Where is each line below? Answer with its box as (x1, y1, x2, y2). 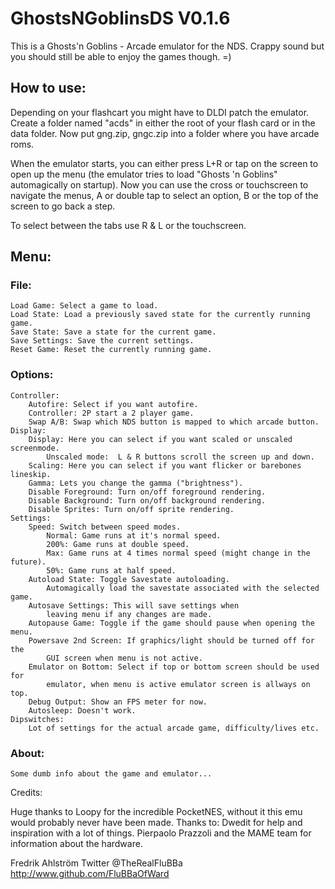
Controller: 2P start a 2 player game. (28, 408, 195, 418)
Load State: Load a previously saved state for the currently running (10, 310, 311, 320)
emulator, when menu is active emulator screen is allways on (46, 679, 311, 689)
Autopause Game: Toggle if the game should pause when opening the (28, 618, 315, 628)
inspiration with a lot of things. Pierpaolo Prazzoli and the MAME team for (10, 827, 312, 839)
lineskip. (10, 469, 52, 479)
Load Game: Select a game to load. (10, 301, 159, 311)
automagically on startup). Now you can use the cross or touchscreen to (10, 178, 309, 191)
